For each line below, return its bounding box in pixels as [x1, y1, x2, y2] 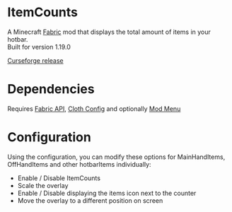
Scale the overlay [17, 181, 69, 189]
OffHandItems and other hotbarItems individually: [7, 160, 151, 168]
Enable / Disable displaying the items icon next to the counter [17, 189, 197, 197]
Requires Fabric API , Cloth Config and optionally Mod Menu [7, 104, 181, 113]
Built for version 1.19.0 [7, 42, 71, 51]
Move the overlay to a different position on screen [17, 196, 163, 205]
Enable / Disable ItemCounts [17, 174, 101, 182]
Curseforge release [7, 56, 64, 64]
